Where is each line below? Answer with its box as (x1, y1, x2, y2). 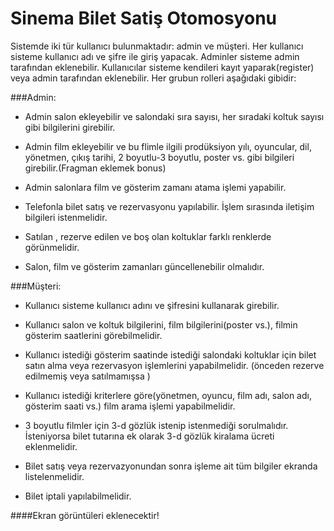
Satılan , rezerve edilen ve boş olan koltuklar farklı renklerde (24, 230, 272, 242)
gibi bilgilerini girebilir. (24, 121, 116, 133)
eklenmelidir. (24, 440, 78, 452)
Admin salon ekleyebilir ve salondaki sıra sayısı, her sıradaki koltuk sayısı (24, 110, 325, 122)
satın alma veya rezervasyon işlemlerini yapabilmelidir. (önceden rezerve (24, 359, 325, 371)
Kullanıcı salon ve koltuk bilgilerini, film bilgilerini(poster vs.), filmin (24, 318, 298, 331)
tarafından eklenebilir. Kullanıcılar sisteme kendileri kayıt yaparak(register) (10, 61, 315, 73)
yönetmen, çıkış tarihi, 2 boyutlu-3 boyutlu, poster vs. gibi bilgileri (24, 151, 295, 163)
